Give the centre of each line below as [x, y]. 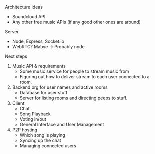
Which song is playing [43, 135]
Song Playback [35, 114]
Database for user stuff [44, 93]
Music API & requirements [39, 66]
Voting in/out [33, 119]
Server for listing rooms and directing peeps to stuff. [74, 98]
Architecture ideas [24, 7]
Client [18, 103]
